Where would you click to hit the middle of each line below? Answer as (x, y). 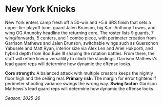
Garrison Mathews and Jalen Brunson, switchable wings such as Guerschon (82, 43)
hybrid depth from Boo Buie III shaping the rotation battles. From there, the (80, 53)
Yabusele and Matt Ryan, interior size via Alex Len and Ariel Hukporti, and (79, 48)
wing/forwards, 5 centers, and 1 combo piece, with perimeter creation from (81, 38)
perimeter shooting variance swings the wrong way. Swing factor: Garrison (81, 83)
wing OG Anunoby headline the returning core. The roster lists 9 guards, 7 (79, 33)
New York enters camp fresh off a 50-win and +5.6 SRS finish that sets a (78, 22)
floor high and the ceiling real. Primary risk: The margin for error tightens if (81, 78)
